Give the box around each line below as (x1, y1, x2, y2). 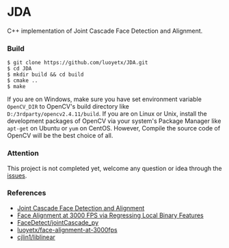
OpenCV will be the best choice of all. (7, 131, 113, 140)
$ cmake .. (7, 77, 38, 84)
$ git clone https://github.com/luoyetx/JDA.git (7, 59, 148, 66)
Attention (7, 148, 39, 158)
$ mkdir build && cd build (7, 71, 84, 79)
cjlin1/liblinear (16, 233, 56, 241)
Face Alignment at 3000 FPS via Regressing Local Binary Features (16, 211, 204, 219)
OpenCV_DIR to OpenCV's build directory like (7, 102, 130, 111)
